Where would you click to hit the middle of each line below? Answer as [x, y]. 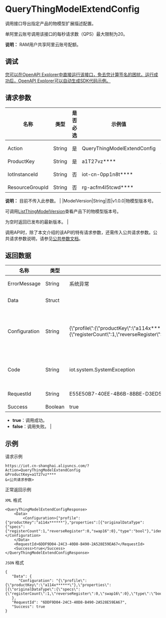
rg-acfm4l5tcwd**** [108, 187]
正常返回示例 [18, 490]
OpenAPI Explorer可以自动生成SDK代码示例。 [64, 81]
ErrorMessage [24, 284]
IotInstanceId [23, 174]
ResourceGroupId [28, 187]
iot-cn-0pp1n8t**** [107, 174]
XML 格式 [14, 500]
